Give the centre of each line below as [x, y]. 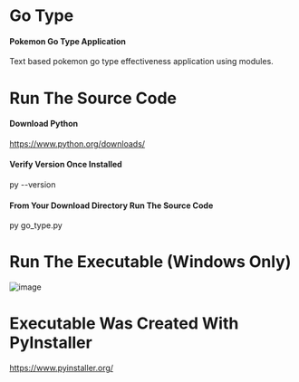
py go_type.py [36, 225]
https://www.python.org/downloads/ [77, 143]
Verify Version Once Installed [66, 165]
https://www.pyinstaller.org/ [62, 368]
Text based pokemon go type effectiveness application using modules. [141, 62]
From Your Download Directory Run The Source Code [111, 205]
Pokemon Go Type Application [68, 41]
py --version [33, 184]
